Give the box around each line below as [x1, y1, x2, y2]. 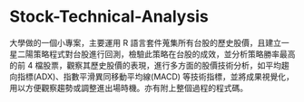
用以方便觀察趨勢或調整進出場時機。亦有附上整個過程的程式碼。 [9, 82, 248, 93]
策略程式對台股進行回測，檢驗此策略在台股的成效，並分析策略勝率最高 [33, 48, 296, 60]
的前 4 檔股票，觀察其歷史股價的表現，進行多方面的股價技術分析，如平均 [9, 60, 281, 70]
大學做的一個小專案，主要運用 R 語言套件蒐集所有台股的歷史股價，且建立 [9, 37, 281, 48]
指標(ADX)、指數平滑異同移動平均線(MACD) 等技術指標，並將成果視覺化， [16, 70, 295, 82]
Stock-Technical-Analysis [9, 6, 209, 27]
